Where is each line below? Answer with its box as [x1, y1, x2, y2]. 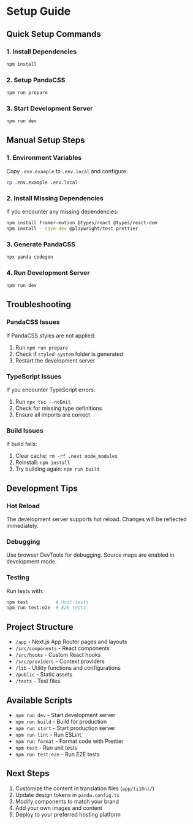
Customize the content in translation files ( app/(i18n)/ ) [15, 785, 155, 792]
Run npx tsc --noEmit [15, 398, 71, 406]
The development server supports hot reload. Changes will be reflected [6, 516, 187, 523]
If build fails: [6, 441, 38, 448]
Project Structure [6, 622, 74, 632]
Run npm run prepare [15, 343, 69, 351]
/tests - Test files [15, 677, 61, 685]
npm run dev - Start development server [15, 711, 116, 718]
